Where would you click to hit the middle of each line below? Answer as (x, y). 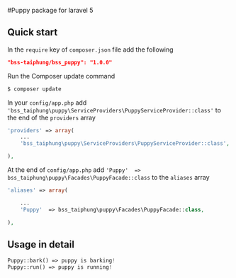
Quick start (33, 32)
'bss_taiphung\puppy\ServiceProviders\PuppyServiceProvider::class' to (114, 110)
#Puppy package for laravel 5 (50, 10)
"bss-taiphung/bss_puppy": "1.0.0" (60, 62)
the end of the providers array (51, 117)
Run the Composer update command (61, 76)
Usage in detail (41, 244)
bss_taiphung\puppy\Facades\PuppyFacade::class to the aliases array (109, 178)
